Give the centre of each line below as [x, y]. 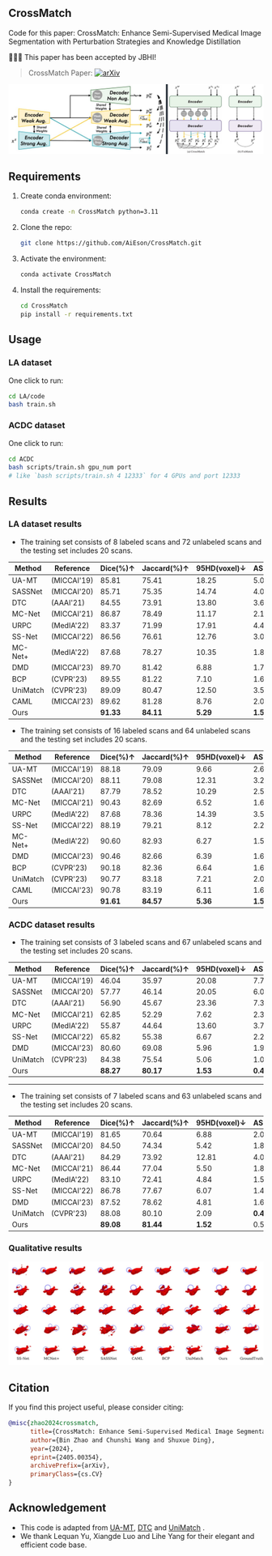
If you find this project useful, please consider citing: [96, 1407]
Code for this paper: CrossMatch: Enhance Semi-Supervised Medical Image [135, 32]
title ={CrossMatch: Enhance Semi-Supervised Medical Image [131, 1431]
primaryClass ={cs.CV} [66, 1474]
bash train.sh [32, 405]
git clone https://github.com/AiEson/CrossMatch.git [111, 243]
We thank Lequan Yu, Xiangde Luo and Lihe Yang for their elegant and [137, 1536]
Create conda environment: [66, 196]
